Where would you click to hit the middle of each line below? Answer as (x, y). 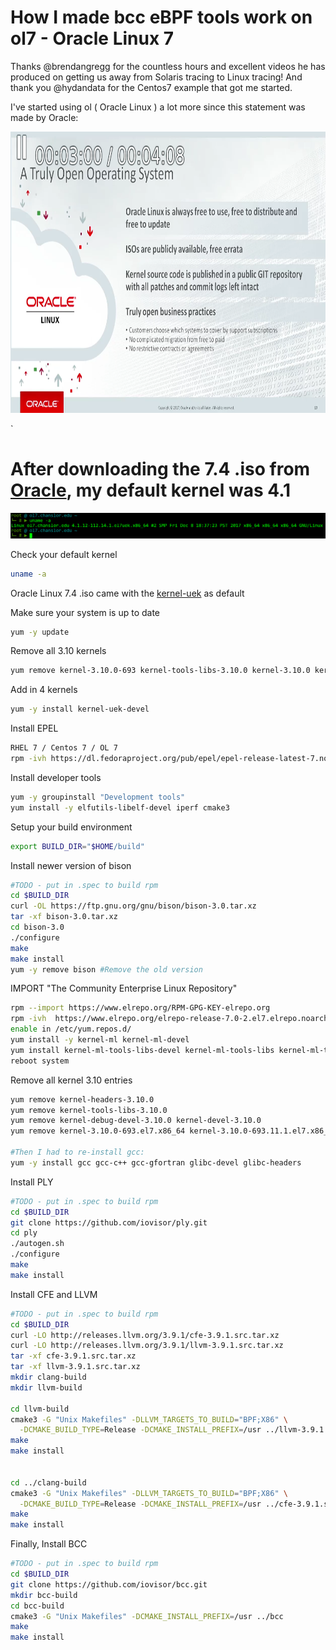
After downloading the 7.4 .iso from (160, 469)
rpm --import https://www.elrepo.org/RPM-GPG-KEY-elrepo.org (140, 1008)
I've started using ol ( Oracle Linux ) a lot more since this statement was (158, 107)
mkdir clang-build (48, 1377)
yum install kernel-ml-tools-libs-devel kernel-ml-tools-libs (142, 1050)
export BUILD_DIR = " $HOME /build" (77, 846)
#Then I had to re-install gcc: (77, 1152)
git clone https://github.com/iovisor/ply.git (109, 1222)
